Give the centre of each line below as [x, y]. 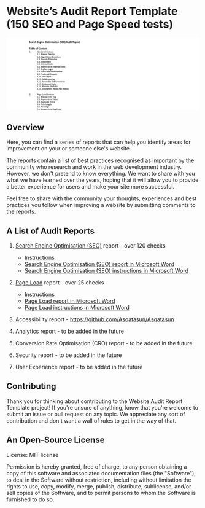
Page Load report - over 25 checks [60, 283]
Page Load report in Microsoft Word [70, 301]
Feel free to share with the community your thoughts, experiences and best [102, 198]
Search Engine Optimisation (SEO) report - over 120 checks [90, 246]
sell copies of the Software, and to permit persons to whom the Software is [101, 493]
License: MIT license [33, 455]
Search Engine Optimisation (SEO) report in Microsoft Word [99, 264]
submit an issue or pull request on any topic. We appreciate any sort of [96, 414]
